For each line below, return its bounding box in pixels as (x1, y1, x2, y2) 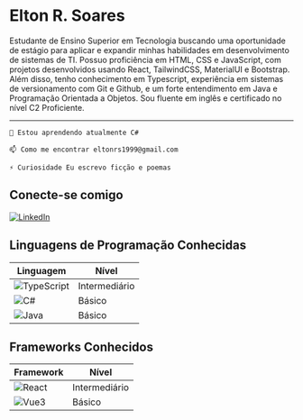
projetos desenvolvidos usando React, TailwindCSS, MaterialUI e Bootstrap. (9, 64, 290, 75)
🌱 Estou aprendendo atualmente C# (9, 128, 140, 137)
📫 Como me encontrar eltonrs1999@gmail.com (9, 145, 179, 154)
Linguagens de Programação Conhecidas (9, 238, 246, 253)
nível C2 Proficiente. (9, 102, 85, 113)
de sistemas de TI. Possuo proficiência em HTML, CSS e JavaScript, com (9, 54, 282, 65)
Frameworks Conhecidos (9, 339, 153, 354)
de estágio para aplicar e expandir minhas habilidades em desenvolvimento (9, 44, 290, 55)
